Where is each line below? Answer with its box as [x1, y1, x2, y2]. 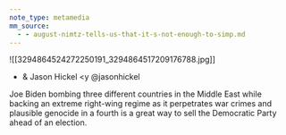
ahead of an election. [9, 117, 88, 128]
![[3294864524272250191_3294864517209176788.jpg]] [9, 55, 216, 65]
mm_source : [9, 21, 50, 30]
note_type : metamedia [9, 13, 90, 22]
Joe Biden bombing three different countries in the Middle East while [9, 89, 262, 99]
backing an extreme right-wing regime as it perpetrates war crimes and [9, 98, 273, 109]
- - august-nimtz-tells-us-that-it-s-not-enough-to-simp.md [17, 30, 246, 38]
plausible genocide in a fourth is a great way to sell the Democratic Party [9, 108, 277, 119]
